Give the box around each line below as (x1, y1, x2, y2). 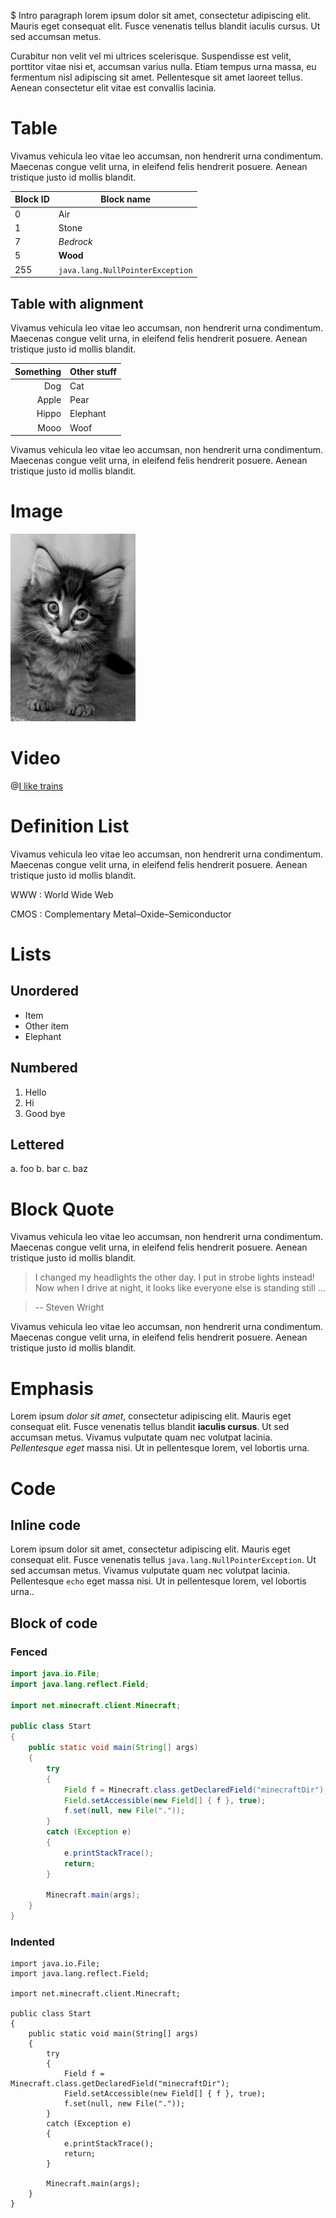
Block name (100, 193, 152, 205)
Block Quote (10, 1198, 115, 1220)
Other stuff (69, 365, 117, 377)
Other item (24, 1020, 69, 1032)
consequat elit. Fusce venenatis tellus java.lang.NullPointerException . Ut (10, 1554, 317, 1566)
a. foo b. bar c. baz (10, 1163, 88, 1175)
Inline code (10, 1516, 81, 1534)
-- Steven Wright (34, 1301, 105, 1314)
